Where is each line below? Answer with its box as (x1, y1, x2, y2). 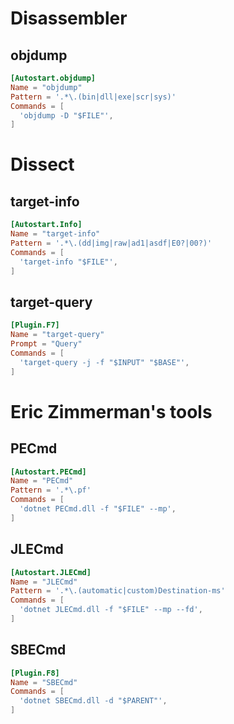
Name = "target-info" (10, 229, 101, 239)
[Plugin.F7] (10, 320, 60, 331)
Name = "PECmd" (10, 476, 74, 486)
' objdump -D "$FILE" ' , (19, 110, 114, 121)
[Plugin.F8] (10, 668, 60, 678)
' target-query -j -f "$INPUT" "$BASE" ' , (19, 357, 190, 367)
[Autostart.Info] (10, 220, 83, 230)
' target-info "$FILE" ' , (19, 257, 118, 267)
